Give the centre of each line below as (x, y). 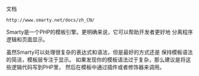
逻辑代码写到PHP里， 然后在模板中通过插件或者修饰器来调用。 (88, 67)
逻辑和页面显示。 (27, 39)
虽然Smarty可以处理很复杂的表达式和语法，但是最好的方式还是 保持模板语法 (99, 52)
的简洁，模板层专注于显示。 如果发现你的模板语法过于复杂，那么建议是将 (96, 60)
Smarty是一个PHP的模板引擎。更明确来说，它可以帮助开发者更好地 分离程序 (99, 32)
